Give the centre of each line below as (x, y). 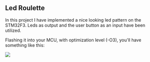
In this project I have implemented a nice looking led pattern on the (73, 20)
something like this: (25, 45)
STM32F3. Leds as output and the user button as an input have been (75, 25)
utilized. (13, 30)
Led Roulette (25, 8)
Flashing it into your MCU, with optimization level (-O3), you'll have (73, 40)
